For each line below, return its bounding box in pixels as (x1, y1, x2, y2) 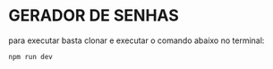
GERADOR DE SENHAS (8, 5, 180, 26)
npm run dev (8, 52, 53, 61)
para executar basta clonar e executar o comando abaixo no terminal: (8, 35, 265, 46)
